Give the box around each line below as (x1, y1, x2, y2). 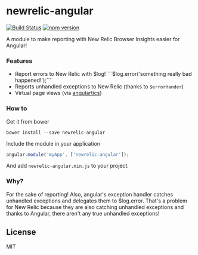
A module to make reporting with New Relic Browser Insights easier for (6, 35, 180, 42)
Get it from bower (6, 118, 49, 125)
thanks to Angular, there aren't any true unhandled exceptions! (6, 210, 160, 217)
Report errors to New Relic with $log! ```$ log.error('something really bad (14, 70, 192, 78)
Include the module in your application (6, 140, 100, 147)
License (6, 227, 36, 237)
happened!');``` (14, 76, 52, 84)
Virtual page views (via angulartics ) (14, 90, 102, 97)
